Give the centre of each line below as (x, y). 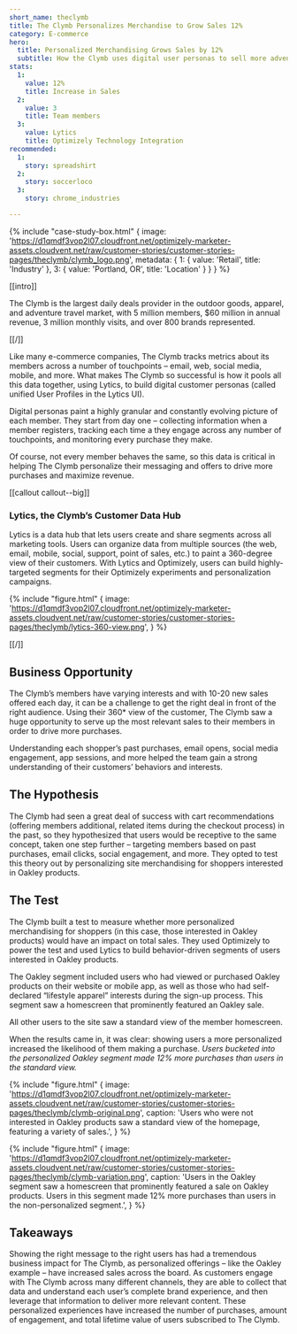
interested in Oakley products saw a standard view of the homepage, (135, 1122)
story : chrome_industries (73, 199)
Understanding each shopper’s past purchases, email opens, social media (144, 748)
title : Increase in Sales (73, 91)
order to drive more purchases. (66, 730)
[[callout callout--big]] (49, 492)
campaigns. (30, 582)
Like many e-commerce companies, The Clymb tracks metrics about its (139, 356)
